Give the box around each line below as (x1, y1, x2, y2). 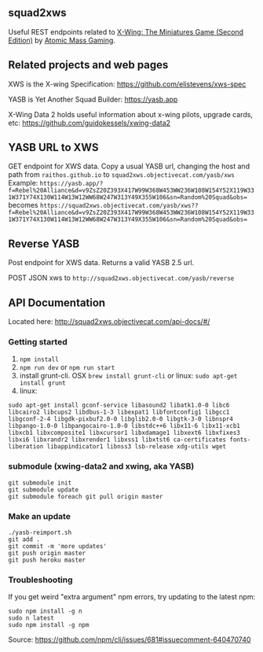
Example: (8, 179, 38, 188)
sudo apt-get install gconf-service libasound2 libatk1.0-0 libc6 (8, 401, 230, 410)
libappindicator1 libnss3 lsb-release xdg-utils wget (46, 443, 226, 451)
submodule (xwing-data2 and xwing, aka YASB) (8, 461, 195, 472)
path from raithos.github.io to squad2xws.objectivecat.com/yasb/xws (8, 170, 236, 179)
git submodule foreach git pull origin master (8, 492, 163, 500)
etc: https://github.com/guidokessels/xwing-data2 (8, 118, 171, 127)
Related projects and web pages (8, 58, 169, 72)
